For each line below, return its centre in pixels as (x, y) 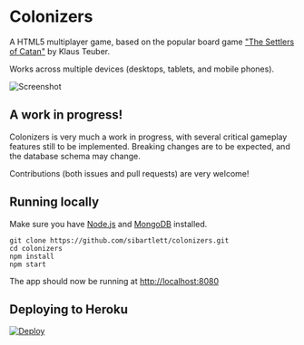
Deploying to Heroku (69, 309)
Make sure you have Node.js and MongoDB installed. (108, 224)
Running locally (54, 202)
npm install (32, 256)
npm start (28, 264)
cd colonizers (36, 248)
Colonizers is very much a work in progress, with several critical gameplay (148, 137)
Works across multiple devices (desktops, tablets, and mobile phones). (142, 69)
